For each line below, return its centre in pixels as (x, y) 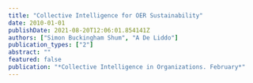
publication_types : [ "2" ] (51, 45)
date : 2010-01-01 (37, 23)
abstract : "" (30, 52)
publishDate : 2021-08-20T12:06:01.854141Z (79, 30)
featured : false (35, 60)
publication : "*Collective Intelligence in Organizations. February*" (127, 67)
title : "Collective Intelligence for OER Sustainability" (106, 15)
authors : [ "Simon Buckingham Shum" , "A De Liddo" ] (93, 38)
